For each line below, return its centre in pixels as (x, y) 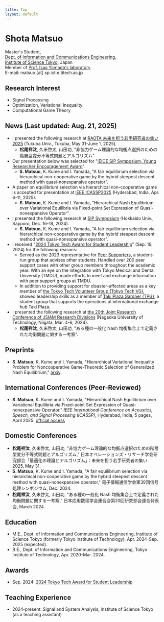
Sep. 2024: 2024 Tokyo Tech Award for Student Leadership (72, 582)
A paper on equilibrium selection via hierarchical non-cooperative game (84, 187)
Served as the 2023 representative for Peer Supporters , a (78, 255)
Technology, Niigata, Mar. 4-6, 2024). (50, 323)
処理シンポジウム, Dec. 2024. (42, 488)
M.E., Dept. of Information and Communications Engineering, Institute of (85, 534)
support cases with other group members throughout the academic (87, 265)
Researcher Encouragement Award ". (49, 167)
